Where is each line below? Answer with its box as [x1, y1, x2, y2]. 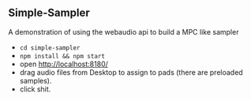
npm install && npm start [19, 52, 105, 60]
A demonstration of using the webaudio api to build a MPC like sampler [8, 27, 239, 36]
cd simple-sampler [19, 43, 81, 52]
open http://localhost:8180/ [19, 59, 109, 69]
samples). [19, 76, 52, 85]
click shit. [19, 84, 51, 94]
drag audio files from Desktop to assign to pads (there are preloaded [19, 67, 243, 77]
